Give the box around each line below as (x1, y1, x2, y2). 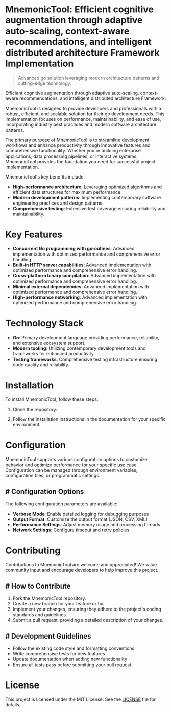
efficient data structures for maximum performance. (12, 189, 123, 195)
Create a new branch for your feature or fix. (12, 601, 105, 607)
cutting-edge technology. (17, 80, 71, 86)
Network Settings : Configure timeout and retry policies (12, 527, 130, 533)
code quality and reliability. (12, 361, 70, 368)
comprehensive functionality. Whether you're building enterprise (5, 147, 141, 154)
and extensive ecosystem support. (12, 340, 86, 346)
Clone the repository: (12, 406, 58, 412)
